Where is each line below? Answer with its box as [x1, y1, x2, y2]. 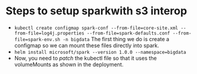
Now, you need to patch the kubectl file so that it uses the [14, 54, 157, 61]
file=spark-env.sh [14, 36, 60, 42]
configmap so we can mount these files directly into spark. [14, 42, 159, 49]
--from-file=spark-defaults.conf [87, 30, 171, 36]
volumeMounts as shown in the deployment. [14, 61, 124, 68]
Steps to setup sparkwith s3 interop [5, 4, 187, 18]
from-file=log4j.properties [14, 30, 84, 36]
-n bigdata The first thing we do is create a [62, 35, 169, 42]
